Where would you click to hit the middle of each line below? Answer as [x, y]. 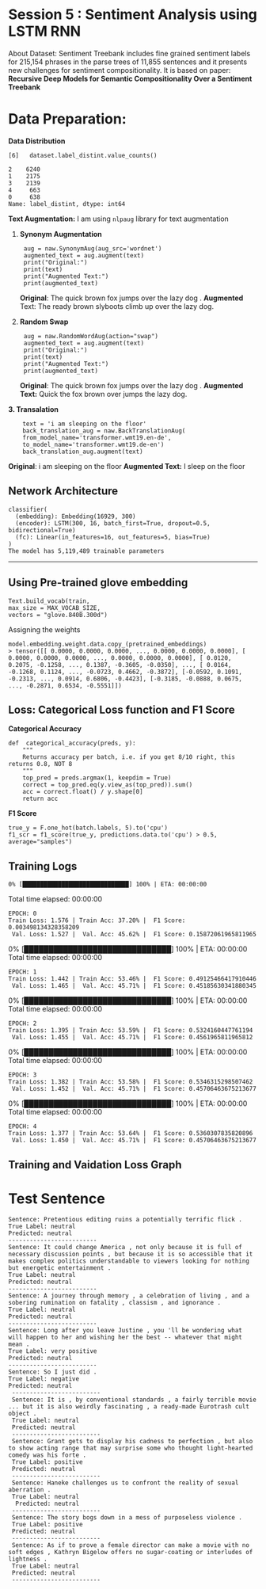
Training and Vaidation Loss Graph [95, 1165]
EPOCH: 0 [23, 914]
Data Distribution [37, 141]
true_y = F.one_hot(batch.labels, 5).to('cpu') [88, 828]
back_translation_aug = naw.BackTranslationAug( [104, 431]
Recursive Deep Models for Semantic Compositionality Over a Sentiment [130, 78]
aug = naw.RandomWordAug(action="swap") [91, 336]
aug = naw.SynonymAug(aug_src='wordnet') [93, 248]
